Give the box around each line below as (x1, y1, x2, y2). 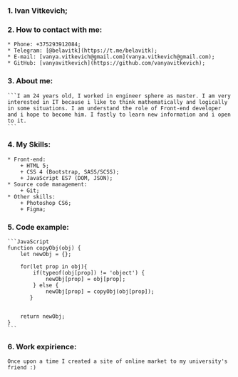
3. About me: (7, 76, 53, 86)
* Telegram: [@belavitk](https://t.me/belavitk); (7, 47, 158, 55)
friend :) (7, 364, 37, 371)
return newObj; (20, 313, 66, 320)
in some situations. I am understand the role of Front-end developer (7, 105, 222, 112)
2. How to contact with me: (7, 24, 103, 34)
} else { (33, 282, 59, 290)
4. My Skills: (7, 139, 51, 149)
